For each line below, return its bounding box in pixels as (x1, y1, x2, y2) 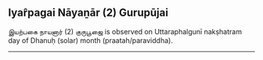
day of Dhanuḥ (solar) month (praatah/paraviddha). (8, 35, 174, 45)
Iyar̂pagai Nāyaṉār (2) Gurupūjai (8, 6, 168, 19)
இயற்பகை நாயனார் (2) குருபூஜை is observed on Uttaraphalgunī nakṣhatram (8, 26, 243, 36)
